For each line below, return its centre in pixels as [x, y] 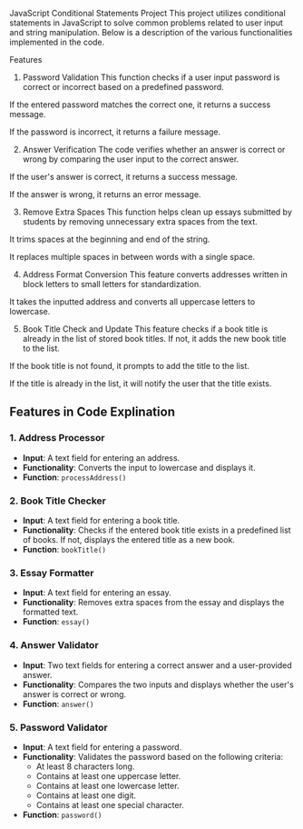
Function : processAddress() [74, 477]
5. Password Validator [59, 727]
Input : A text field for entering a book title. [101, 520]
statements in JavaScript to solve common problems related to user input [147, 23]
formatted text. [50, 612]
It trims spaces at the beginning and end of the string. [110, 239]
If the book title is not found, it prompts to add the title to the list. [129, 366]
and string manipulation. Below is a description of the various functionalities [151, 32]
